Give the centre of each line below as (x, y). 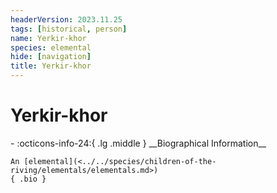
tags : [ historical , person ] (69, 29)
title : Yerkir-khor (51, 66)
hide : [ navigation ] (51, 57)
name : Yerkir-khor (48, 38)
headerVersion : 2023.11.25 (66, 19)
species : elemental (51, 47)
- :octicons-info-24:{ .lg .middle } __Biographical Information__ (138, 143)
